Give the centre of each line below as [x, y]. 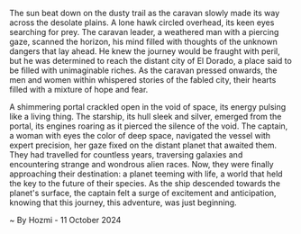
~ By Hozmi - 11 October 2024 [65, 220]
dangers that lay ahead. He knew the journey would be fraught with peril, [145, 51]
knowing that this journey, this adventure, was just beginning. [123, 202]
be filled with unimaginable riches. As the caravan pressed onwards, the [143, 70]
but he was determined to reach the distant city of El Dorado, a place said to [151, 61]
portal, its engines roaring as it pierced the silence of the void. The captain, [149, 126]
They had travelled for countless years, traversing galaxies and [126, 155]
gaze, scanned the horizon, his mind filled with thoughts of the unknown [143, 41]
